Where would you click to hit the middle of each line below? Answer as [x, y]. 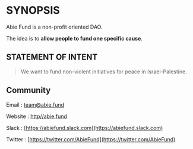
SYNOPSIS [33, 10]
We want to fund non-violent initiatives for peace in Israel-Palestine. [104, 72]
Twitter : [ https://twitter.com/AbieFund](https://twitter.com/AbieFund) [91, 139]
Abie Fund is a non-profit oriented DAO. [54, 27]
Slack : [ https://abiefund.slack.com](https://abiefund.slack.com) [85, 128]
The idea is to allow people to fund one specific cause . [74, 38]
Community [29, 90]
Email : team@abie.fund [35, 104]
